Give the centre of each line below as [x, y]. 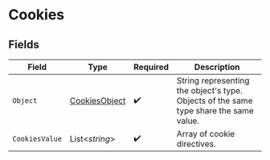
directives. [196, 144]
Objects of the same [215, 101]
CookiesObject [98, 101]
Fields [24, 45]
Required [151, 67]
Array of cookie [206, 134]
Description [217, 67]
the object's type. [209, 90]
